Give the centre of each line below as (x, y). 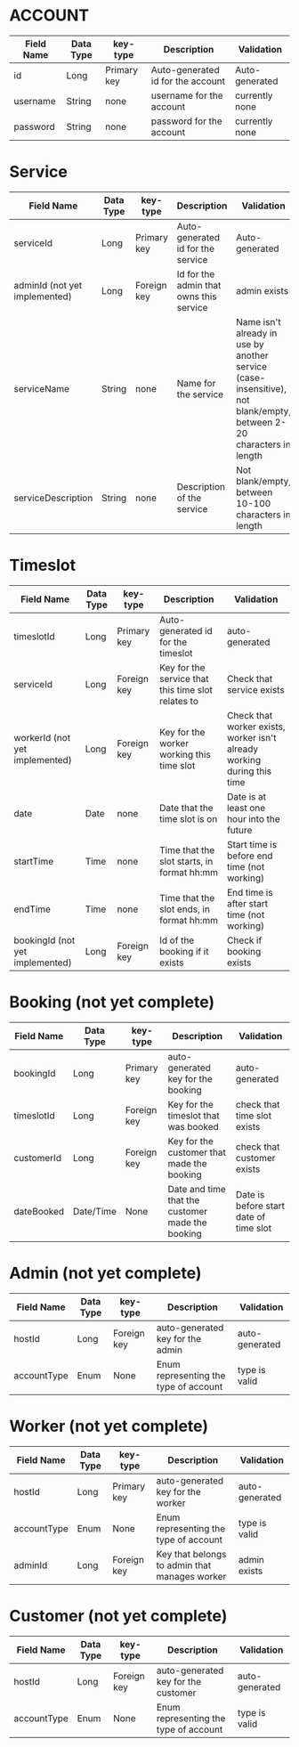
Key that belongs (191, 1554)
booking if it (184, 951)
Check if (244, 940)
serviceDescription (53, 498)
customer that (197, 1152)
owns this (197, 297)
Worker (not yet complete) (109, 1426)
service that (184, 678)
